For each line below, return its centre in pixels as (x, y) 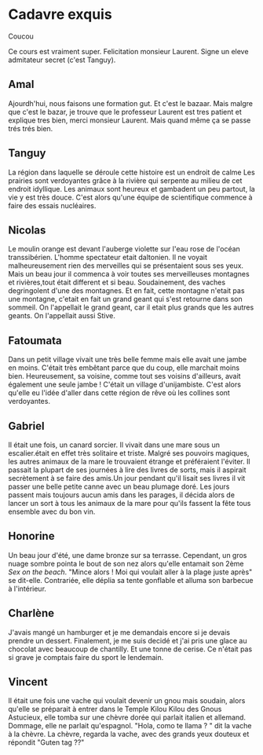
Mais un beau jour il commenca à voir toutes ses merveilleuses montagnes (129, 274)
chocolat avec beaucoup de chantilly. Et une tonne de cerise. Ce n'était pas (130, 649)
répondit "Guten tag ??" (46, 742)
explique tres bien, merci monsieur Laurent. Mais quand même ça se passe (130, 120)
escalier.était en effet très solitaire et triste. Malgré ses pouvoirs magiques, (129, 453)
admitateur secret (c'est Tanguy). (62, 60)
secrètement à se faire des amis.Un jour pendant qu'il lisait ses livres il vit (127, 478)
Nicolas (27, 230)
